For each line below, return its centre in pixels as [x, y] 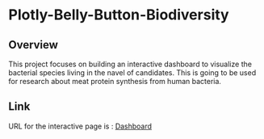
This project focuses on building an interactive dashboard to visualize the [130, 64]
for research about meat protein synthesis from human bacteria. [115, 81]
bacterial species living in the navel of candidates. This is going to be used [132, 73]
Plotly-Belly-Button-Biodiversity [119, 15]
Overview [34, 45]
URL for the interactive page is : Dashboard [80, 126]
